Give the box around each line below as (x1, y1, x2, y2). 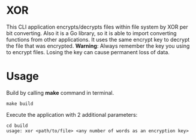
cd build (6, 123, 28, 129)
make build (6, 101, 34, 107)
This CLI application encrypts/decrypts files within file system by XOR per (6, 23, 189, 30)
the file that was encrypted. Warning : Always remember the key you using (6, 42, 190, 49)
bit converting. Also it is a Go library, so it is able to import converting (6, 29, 177, 36)
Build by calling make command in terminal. (6, 89, 114, 96)
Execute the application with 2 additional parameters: (6, 111, 138, 118)
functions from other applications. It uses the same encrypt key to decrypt (6, 36, 190, 43)
